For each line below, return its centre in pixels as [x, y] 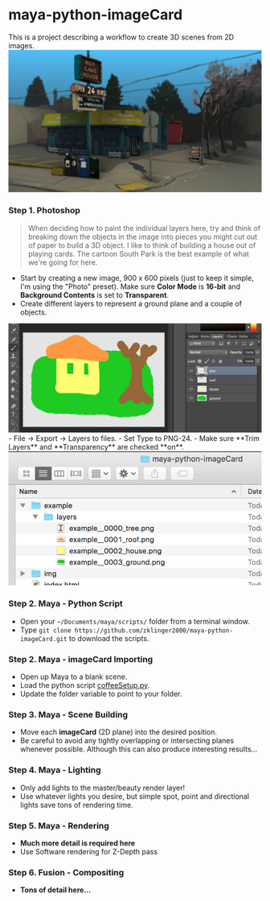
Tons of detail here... [55, 890]
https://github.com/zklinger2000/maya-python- [154, 630]
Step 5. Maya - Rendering [59, 825]
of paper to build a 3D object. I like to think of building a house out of [142, 245]
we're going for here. [63, 262]
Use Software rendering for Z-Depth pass [89, 851]
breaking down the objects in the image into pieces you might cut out [143, 237]
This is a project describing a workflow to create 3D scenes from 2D [121, 37]
